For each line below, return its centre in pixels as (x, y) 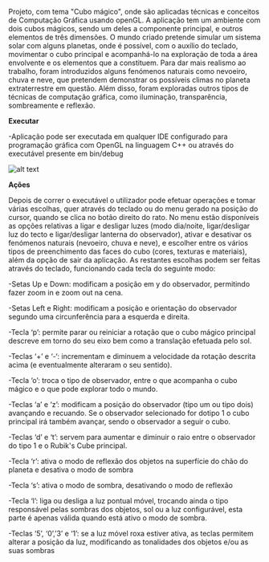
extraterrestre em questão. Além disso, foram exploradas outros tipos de (128, 88)
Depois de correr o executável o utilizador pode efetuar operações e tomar (132, 200)
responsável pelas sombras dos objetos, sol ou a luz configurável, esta (126, 509)
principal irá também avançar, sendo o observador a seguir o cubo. (120, 421)
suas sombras (31, 550)
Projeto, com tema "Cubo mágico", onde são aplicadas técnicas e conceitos (134, 12)
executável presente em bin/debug (66, 153)
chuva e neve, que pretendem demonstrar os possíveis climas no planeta (129, 80)
